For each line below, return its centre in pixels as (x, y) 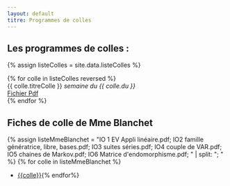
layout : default (31, 14)
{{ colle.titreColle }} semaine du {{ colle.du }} (72, 86)
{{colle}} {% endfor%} (48, 176)
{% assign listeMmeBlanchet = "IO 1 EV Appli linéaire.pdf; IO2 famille (105, 139)
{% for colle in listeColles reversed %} (62, 79)
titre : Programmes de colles (49, 20)
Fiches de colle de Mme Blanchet (80, 123)
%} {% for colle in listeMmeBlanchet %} (64, 162)
